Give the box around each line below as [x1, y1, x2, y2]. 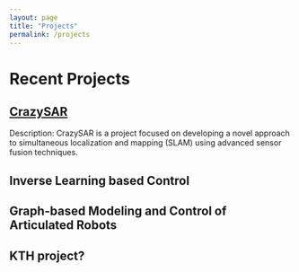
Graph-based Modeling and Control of [9, 204, 227, 219]
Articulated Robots [9, 217, 118, 233]
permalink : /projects [9, 30, 91, 39]
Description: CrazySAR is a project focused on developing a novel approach [9, 127, 290, 139]
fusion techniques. [9, 147, 78, 158]
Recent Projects [9, 68, 130, 89]
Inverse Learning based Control [9, 172, 190, 189]
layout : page [9, 13, 58, 22]
